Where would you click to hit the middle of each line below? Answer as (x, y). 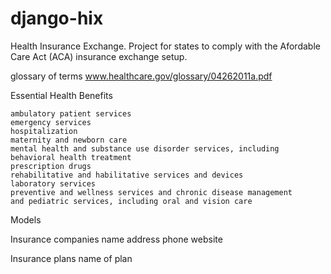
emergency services (51, 122)
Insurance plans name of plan (71, 258)
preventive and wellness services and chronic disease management (151, 192)
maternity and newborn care (69, 140)
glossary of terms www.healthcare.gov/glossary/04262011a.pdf (141, 76)
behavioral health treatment (71, 157)
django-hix (57, 18)
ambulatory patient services (71, 113)
